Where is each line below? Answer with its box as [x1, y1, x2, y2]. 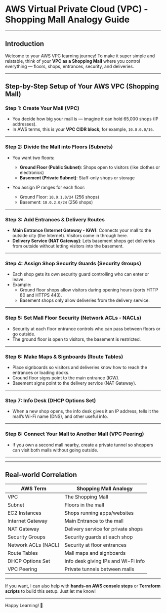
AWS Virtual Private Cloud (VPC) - [5, 3, 148, 15]
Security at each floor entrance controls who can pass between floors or [12, 326, 161, 331]
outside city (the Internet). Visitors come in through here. [12, 233, 128, 239]
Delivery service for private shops [64, 526, 143, 532]
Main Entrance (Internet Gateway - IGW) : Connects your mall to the [12, 227, 152, 233]
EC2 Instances [7, 510, 41, 517]
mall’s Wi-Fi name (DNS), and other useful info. [12, 413, 108, 419]
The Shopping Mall [64, 493, 109, 500]
